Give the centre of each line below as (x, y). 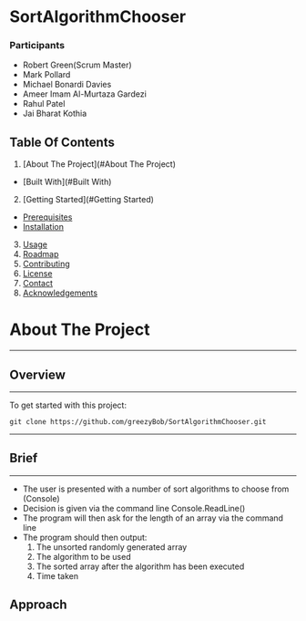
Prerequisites (47, 217)
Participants (37, 46)
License (37, 274)
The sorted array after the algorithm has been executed (140, 566)
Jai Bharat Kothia (55, 114)
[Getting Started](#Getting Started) (88, 200)
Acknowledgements (60, 293)
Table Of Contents (62, 142)
